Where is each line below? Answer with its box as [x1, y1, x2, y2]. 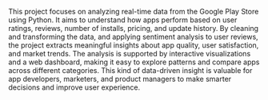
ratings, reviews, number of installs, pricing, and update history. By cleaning [8, 24, 258, 33]
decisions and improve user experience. [8, 83, 141, 92]
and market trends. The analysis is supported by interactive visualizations [8, 49, 251, 58]
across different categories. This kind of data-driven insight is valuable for [8, 66, 253, 75]
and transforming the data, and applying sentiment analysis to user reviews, [8, 32, 258, 41]
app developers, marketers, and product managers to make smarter [8, 75, 232, 83]
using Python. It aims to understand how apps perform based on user [8, 15, 238, 25]
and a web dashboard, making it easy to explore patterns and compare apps [8, 57, 260, 67]
